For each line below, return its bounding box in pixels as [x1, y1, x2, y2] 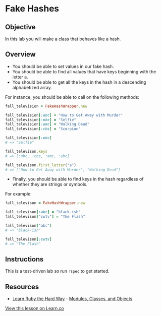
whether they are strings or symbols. [12, 182, 88, 188]
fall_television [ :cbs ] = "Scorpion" [5, 126, 81, 131]
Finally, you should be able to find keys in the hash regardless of [12, 176, 144, 182]
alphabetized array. [12, 84, 52, 90]
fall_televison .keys [5, 149, 48, 154]
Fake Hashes [5, 3, 59, 14]
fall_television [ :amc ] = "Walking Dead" [5, 122, 90, 127]
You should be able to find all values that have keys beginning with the [12, 68, 156, 74]
